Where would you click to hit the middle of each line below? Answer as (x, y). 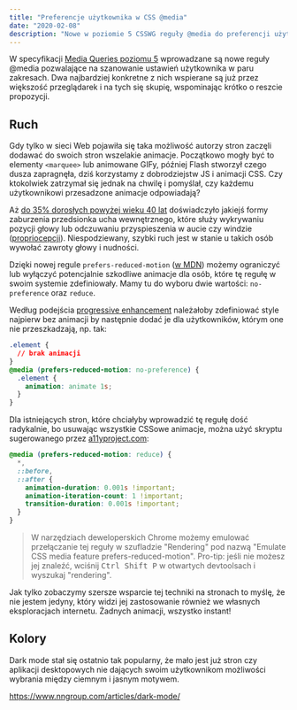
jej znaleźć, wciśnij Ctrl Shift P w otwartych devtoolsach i (143, 566)
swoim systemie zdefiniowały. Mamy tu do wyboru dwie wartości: (129, 283)
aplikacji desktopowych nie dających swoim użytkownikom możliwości (138, 669)
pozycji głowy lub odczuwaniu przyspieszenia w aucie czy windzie (131, 229)
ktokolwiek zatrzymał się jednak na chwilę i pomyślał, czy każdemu (132, 183)
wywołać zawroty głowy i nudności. (74, 248)
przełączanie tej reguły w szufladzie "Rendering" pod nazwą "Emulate (158, 547)
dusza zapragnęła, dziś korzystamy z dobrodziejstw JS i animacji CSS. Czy (146, 174)
